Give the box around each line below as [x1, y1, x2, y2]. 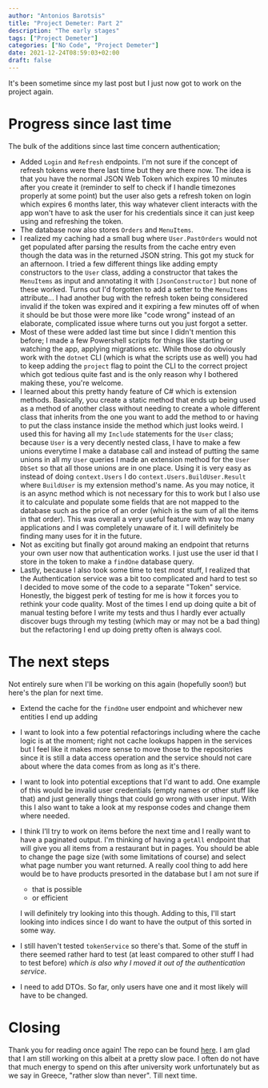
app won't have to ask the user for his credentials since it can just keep [19, 207, 254, 217]
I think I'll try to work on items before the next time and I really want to [19, 826, 250, 836]
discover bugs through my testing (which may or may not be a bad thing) [19, 616, 261, 625]
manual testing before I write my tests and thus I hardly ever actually [19, 608, 246, 617]
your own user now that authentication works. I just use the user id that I [19, 548, 258, 557]
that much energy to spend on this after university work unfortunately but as [8, 1062, 260, 1071]
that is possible [31, 884, 82, 893]
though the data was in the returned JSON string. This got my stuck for [19, 250, 254, 260]
